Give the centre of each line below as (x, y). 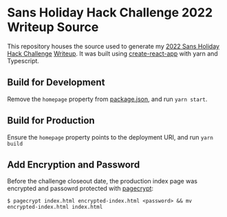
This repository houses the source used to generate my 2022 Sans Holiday (113, 46)
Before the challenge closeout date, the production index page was (102, 181)
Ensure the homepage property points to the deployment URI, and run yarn (110, 137)
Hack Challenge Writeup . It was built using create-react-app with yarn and (112, 54)
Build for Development (56, 83)
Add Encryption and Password (74, 164)
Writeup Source (53, 27)
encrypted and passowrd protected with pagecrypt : (80, 189)
